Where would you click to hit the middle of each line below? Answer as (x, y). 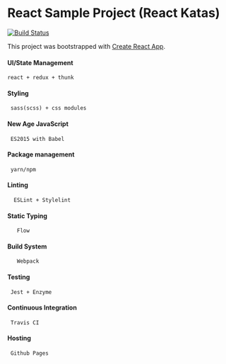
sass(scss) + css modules (48, 108)
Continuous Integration (42, 308)
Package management (41, 154)
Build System (27, 246)
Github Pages (30, 353)
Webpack (28, 261)
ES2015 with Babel (37, 139)
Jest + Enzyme (31, 292)
